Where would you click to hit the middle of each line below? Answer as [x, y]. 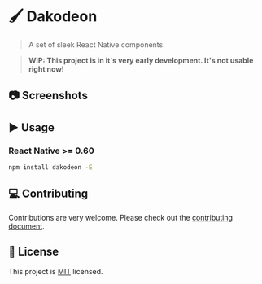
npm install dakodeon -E [50, 168]
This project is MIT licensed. [56, 271]
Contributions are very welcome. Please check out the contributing [121, 217]
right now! [46, 69]
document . [26, 226]
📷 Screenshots [48, 96]
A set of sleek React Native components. [96, 44]
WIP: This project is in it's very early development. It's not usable [141, 60]
